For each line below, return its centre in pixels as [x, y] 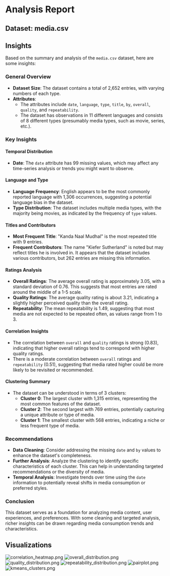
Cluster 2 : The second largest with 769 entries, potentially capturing [92, 409]
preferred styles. [30, 488]
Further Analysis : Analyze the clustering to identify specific [76, 461]
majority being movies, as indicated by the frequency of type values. [85, 213]
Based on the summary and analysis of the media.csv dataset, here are [80, 58]
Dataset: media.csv [37, 28]
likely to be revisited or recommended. [53, 369]
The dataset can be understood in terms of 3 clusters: [69, 393]
